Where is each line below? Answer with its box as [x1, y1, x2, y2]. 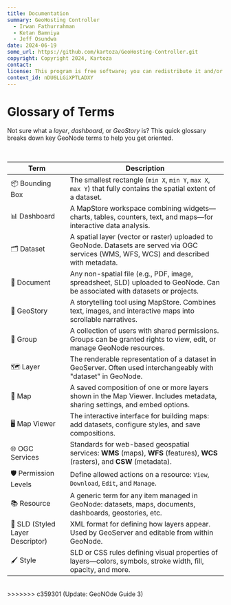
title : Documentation [7, 10, 69, 17]
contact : [7, 61, 32, 68]
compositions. [69, 429, 115, 438]
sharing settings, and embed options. [69, 400, 190, 410]
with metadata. [69, 258, 118, 267]
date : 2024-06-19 [7, 42, 57, 49]
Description [125, 163, 165, 173]
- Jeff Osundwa [13, 36, 57, 43]
